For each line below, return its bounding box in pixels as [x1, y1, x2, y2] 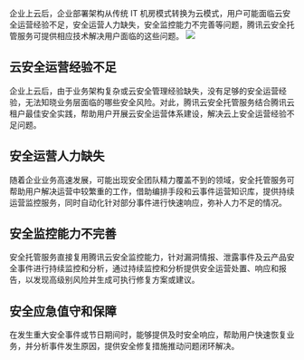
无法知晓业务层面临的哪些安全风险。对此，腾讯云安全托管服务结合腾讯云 [24, 96, 295, 107]
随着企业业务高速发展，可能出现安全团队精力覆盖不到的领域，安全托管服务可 [9, 174, 295, 185]
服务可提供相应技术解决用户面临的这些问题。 [16, 31, 184, 41]
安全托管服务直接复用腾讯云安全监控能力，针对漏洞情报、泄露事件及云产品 [9, 252, 287, 263]
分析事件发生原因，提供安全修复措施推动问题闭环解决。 [33, 341, 240, 352]
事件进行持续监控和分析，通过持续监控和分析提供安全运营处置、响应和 [16, 263, 279, 274]
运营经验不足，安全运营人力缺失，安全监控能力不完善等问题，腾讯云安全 [16, 19, 287, 30]
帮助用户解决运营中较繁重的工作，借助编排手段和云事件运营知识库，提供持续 [9, 185, 295, 197]
